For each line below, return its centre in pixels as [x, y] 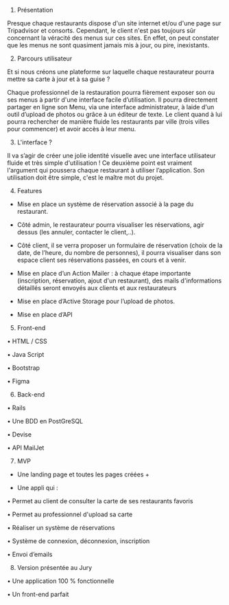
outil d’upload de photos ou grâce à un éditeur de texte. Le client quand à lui [115, 114]
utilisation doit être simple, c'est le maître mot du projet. [86, 177]
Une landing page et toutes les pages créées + [83, 474]
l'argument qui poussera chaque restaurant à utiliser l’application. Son [106, 170]
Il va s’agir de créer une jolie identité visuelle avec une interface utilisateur [111, 155]
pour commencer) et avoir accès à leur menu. [72, 129]
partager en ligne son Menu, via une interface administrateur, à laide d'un [111, 107]
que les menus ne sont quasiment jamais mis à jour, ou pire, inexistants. [108, 45]
